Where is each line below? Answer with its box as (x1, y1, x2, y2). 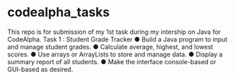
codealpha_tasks (7, 4, 110, 20)
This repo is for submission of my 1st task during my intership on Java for (7, 28, 222, 36)
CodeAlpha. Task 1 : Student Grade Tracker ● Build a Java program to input (7, 35, 228, 43)
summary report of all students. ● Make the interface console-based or (7, 57, 217, 66)
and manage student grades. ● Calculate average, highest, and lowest (7, 42, 214, 51)
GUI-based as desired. (7, 65, 74, 73)
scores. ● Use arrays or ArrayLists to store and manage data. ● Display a (7, 50, 223, 59)
